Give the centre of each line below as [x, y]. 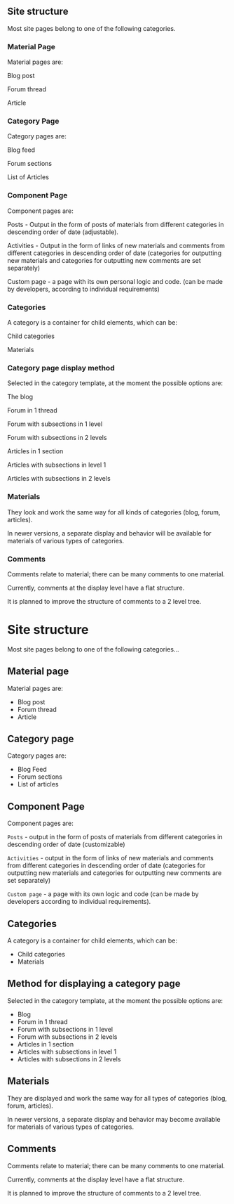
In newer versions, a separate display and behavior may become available [114, 1119]
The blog [20, 397]
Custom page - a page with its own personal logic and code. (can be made [115, 281]
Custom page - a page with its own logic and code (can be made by [103, 894]
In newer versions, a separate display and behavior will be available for [109, 533]
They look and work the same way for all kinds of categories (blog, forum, [114, 512]
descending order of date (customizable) [66, 844]
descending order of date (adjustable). [63, 232]
